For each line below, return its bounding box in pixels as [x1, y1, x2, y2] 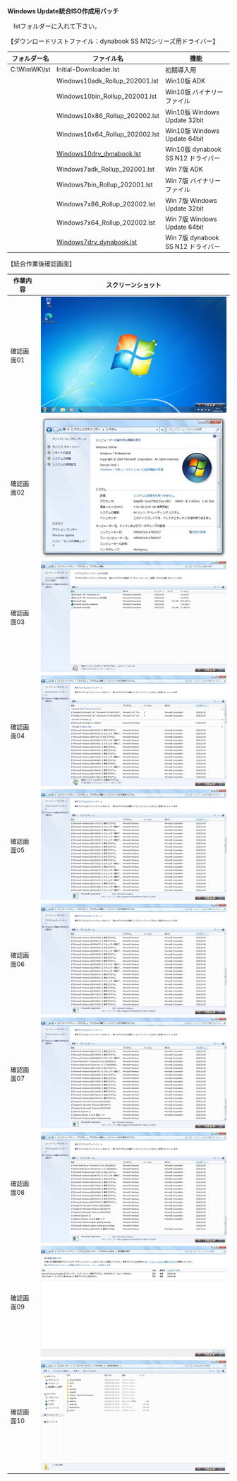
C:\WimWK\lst [10, 65, 51, 73]
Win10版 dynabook [165, 145, 222, 153]
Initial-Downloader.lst [56, 65, 120, 73]
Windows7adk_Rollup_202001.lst [56, 165, 155, 173]
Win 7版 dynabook [165, 233, 219, 242]
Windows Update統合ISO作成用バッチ [7, 7, 119, 15]
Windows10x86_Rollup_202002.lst [56, 111, 160, 119]
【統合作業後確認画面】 [7, 259, 75, 268]
